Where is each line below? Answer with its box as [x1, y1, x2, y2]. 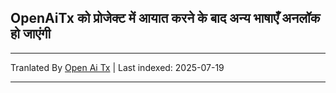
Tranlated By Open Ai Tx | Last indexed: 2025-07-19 [10, 61, 225, 73]
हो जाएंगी [10, 26, 52, 43]
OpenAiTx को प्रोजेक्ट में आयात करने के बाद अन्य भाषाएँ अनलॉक [10, 10, 321, 27]
